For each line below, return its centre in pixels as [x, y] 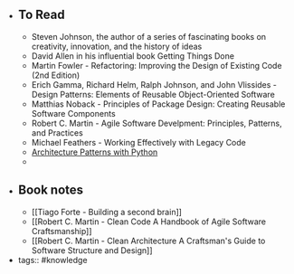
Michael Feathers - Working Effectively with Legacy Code [138, 142]
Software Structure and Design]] [92, 250]
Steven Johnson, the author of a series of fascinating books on [149, 36]
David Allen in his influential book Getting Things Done [133, 56]
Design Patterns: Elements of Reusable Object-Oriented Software [153, 94]
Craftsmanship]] [62, 231]
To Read [41, 15]
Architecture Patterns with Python [95, 152]
